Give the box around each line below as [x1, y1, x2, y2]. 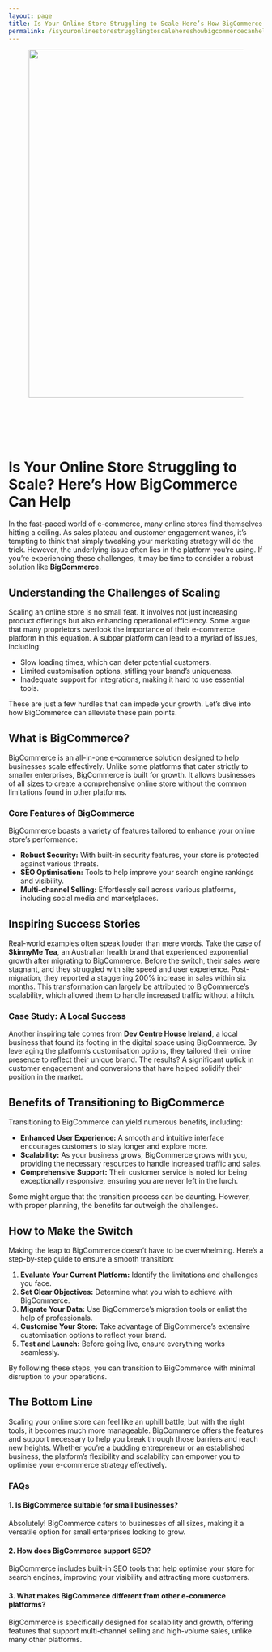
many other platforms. [8, 1635, 83, 1645]
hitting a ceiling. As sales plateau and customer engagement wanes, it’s [8, 528, 247, 537]
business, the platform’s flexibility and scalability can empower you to [8, 1451, 240, 1461]
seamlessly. [19, 1347, 60, 1357]
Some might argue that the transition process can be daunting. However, [8, 1192, 251, 1201]
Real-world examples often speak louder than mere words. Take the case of [8, 938, 261, 948]
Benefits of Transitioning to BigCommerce [8, 1095, 225, 1109]
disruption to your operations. [8, 1371, 108, 1381]
